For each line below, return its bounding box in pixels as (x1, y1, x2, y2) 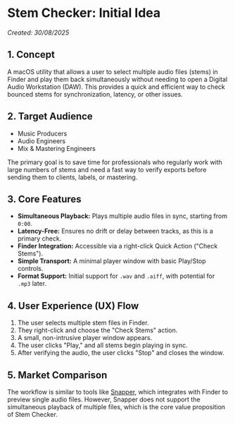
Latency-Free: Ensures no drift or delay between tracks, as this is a (17, 227, 213, 236)
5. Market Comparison (7, 369, 108, 381)
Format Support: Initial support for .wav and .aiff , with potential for (17, 272, 215, 280)
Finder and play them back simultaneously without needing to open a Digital (7, 75, 228, 83)
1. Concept (7, 49, 55, 61)
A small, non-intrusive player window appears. (17, 334, 153, 342)
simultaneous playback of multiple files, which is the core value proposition (7, 403, 226, 411)
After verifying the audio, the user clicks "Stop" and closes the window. (17, 349, 224, 357)
